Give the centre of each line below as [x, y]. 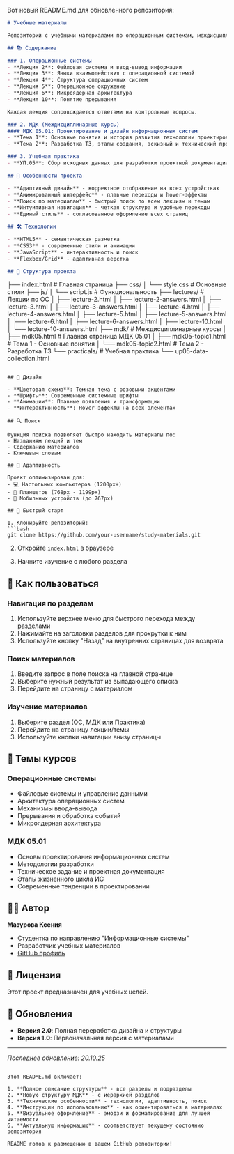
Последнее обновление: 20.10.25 [56, 1058]
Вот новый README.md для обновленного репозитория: [91, 10]
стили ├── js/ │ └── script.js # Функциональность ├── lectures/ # [106, 292]
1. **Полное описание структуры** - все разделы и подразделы [99, 1089]
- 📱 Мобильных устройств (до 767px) [60, 499]
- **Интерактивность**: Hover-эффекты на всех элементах [92, 408]
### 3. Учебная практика [43, 157]
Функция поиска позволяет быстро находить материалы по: [92, 435]
